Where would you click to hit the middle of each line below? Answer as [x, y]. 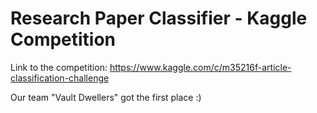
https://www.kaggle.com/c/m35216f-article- [200, 67]
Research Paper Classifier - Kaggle [159, 18]
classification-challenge [60, 78]
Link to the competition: [59, 67]
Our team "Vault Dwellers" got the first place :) [106, 97]
